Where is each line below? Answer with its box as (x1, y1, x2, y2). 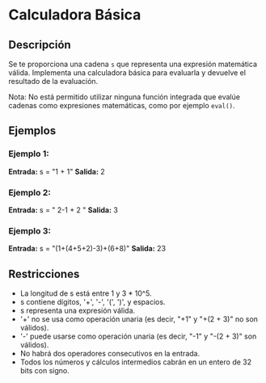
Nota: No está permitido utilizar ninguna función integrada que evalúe (8, 92, 241, 102)
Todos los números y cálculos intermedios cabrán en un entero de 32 (19, 357, 252, 367)
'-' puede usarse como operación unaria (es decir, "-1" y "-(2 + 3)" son (19, 331, 257, 341)
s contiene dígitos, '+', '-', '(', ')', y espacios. (19, 297, 166, 307)
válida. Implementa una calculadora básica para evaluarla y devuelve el (8, 68, 247, 78)
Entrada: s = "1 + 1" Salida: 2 (8, 166, 105, 176)
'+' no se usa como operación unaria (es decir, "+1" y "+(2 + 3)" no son (19, 314, 259, 324)
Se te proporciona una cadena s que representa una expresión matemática (8, 59, 257, 69)
